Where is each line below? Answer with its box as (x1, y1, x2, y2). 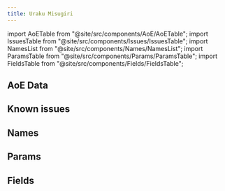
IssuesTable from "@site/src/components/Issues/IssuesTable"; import (7, 36, 208, 45)
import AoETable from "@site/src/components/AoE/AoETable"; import (7, 29, 208, 38)
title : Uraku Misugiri (7, 10, 73, 17)
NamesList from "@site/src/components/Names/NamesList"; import (7, 44, 203, 52)
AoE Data (7, 80, 49, 92)
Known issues (7, 103, 71, 115)
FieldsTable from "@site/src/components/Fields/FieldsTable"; (7, 59, 184, 67)
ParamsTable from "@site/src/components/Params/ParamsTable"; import (7, 52, 218, 60)
